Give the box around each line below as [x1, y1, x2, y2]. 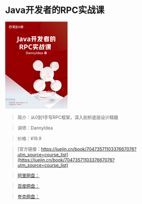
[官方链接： [17, 146, 41, 152]
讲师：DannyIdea [17, 125, 53, 131]
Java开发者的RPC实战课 [5, 4, 105, 16]
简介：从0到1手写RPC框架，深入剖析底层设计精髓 [17, 114, 119, 120]
